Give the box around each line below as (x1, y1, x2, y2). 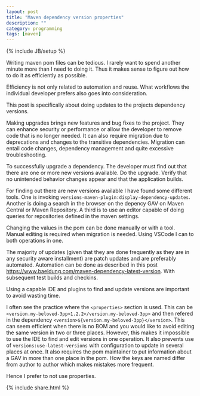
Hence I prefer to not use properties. (6, 373, 97, 380)
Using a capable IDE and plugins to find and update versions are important (6, 286, 189, 293)
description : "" (6, 20, 47, 26)
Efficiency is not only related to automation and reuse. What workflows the (6, 83, 190, 90)
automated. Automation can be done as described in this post (6, 261, 158, 268)
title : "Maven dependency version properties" (6, 14, 124, 20)
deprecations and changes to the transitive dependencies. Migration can (6, 138, 185, 146)
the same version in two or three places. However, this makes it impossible (6, 329, 190, 336)
